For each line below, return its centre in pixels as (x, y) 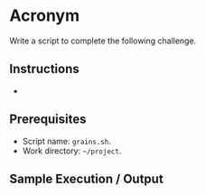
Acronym (44, 16)
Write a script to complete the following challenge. (103, 41)
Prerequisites (48, 120)
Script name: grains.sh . (66, 141)
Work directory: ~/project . (72, 151)
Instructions (44, 69)
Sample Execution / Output (87, 178)
